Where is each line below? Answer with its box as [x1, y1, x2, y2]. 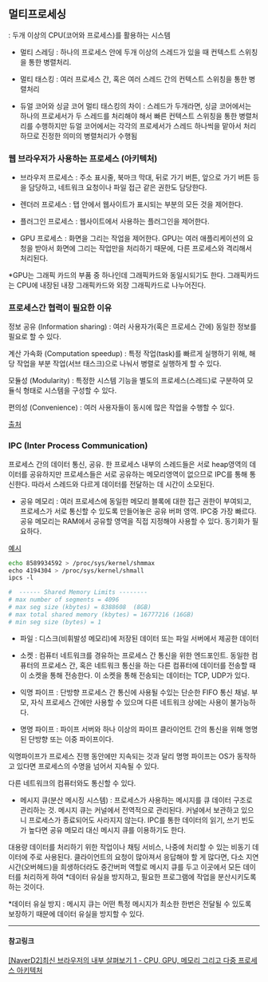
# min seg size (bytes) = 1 [8, 618, 102, 626]
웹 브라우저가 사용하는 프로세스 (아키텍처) [8, 152, 158, 164]
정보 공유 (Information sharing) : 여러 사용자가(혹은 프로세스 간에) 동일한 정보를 [8, 322, 257, 331]
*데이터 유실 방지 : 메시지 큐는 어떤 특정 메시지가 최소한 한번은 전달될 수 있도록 [8, 899, 252, 909]
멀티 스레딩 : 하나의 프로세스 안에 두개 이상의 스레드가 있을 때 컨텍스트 [19, 47, 237, 57]
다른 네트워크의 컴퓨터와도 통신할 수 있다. [8, 778, 136, 788]
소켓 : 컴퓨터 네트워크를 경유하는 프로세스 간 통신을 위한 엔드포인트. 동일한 [19, 650, 250, 660]
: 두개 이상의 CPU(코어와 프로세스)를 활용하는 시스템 [8, 30, 171, 40]
